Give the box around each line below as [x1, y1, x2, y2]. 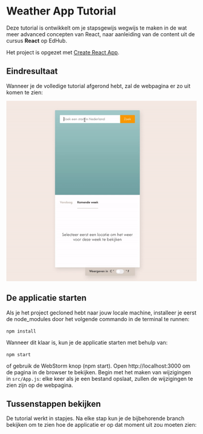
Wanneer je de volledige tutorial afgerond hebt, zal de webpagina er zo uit [6, 82, 191, 89]
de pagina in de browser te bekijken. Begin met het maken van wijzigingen [6, 368, 192, 375]
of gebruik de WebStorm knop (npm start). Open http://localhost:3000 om [6, 362, 190, 369]
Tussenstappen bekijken [6, 398, 101, 409]
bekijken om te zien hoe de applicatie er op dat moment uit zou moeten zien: [6, 421, 197, 429]
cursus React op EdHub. [6, 37, 68, 44]
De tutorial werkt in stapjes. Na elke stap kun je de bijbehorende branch [6, 415, 185, 422]
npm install [6, 328, 36, 334]
